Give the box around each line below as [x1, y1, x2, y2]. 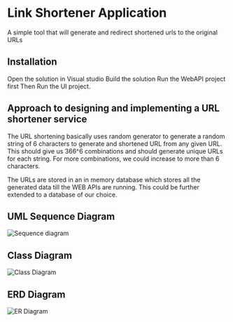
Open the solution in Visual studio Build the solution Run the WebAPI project [7, 74, 226, 83]
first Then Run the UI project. [7, 82, 91, 90]
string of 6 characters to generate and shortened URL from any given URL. [7, 139, 223, 148]
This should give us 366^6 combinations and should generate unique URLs [7, 147, 223, 155]
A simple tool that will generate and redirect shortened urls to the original [7, 28, 218, 36]
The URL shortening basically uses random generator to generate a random [7, 132, 225, 140]
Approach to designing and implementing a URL [7, 102, 220, 114]
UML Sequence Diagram [7, 210, 115, 222]
